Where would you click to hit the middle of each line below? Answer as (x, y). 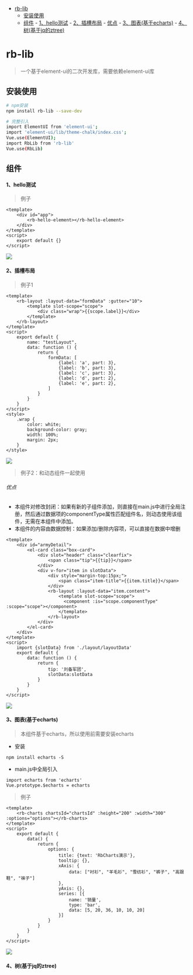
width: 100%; (43, 435)
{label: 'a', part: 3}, (87, 363)
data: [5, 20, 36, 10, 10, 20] (107, 910)
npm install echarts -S (35, 757)
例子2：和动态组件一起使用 (53, 473)
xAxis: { (69, 866)
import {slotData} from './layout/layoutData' (74, 648)
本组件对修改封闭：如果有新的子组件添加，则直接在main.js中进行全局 (97, 506)
